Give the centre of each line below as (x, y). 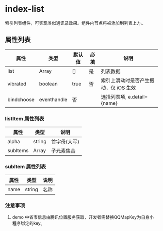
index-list (25, 9)
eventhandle (53, 99)
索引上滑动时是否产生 (125, 80)
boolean (49, 83)
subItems (18, 150)
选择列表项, (114, 97)
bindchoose (21, 99)
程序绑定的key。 (28, 223)
